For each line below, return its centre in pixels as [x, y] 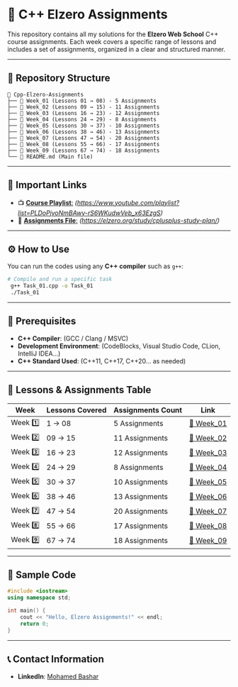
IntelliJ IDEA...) [39, 353]
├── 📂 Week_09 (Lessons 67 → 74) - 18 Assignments [84, 150]
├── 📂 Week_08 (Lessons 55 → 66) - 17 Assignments [84, 144]
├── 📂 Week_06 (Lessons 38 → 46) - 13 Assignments [84, 132]
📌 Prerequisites [42, 321]
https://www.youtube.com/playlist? [128, 202]
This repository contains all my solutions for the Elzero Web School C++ [113, 34]
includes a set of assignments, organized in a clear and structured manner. [117, 49]
